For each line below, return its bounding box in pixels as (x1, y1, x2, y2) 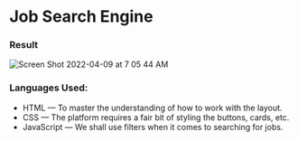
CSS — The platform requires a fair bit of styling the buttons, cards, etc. (22, 111, 290, 123)
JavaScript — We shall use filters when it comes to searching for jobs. (22, 121, 284, 132)
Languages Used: (9, 81, 88, 94)
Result (9, 39, 39, 52)
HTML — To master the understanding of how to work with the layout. (22, 102, 283, 113)
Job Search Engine (9, 6, 154, 27)
